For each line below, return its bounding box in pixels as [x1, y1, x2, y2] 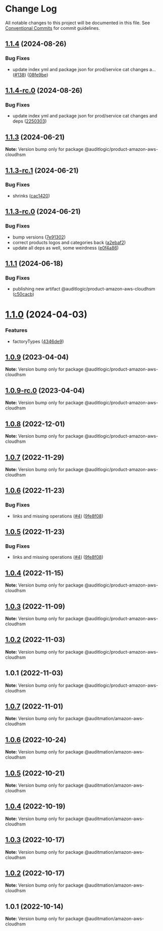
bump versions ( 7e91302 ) [12, 234, 66, 240]
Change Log [5, 3, 57, 15]
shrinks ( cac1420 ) [12, 193, 50, 199]
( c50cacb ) [12, 291, 34, 298]
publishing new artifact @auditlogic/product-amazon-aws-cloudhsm [12, 286, 155, 292]
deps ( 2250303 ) [12, 118, 47, 124]
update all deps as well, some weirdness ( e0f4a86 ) [12, 245, 119, 251]
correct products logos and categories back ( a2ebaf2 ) [12, 239, 126, 245]
